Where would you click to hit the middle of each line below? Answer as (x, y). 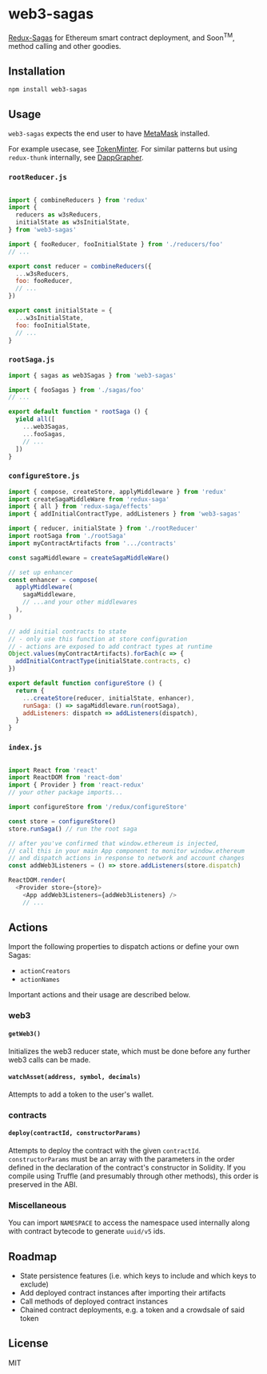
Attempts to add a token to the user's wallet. (81, 1094)
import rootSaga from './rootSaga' (68, 536)
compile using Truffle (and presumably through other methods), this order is (133, 1176)
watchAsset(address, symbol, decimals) (75, 1077)
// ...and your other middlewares (80, 602)
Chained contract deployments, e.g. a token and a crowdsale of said (132, 1310)
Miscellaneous (37, 1205)
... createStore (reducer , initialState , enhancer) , (109, 698)
